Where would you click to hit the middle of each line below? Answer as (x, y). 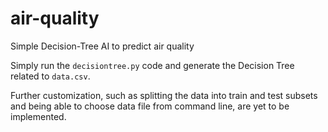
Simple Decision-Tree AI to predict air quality (102, 46)
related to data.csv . (50, 76)
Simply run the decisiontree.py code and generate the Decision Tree (152, 65)
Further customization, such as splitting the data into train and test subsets (164, 95)
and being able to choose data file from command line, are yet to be (150, 106)
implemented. (38, 116)
